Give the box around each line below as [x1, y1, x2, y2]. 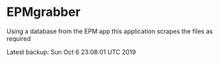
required [6, 34, 31, 42]
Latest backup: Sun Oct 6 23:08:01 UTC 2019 [6, 48, 136, 56]
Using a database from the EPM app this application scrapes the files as [6, 27, 213, 35]
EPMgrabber [6, 4, 81, 20]
